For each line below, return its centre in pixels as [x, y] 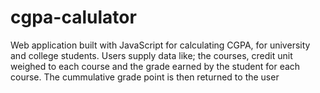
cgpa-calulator [73, 17]
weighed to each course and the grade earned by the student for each [155, 66]
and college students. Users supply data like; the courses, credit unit [151, 55]
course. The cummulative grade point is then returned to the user [145, 77]
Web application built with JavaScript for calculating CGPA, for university [160, 45]
